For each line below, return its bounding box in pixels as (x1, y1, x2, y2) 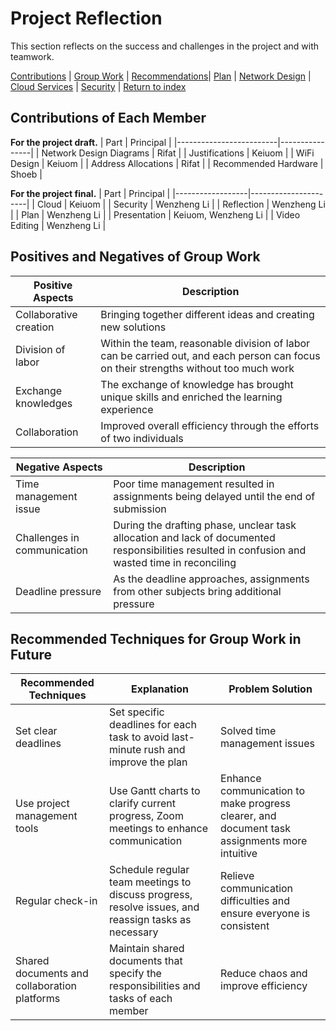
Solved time (220, 724, 277, 738)
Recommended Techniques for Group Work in (10, 630, 302, 647)
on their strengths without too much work (100, 361, 295, 375)
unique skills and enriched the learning (100, 390, 283, 404)
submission (113, 502, 167, 516)
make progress (220, 797, 292, 811)
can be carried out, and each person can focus (100, 348, 321, 362)
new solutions (100, 320, 167, 334)
